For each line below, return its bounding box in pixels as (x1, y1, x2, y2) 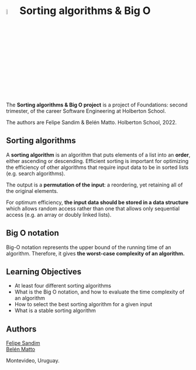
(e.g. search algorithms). (6, 170, 66, 177)
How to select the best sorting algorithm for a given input (14, 301, 153, 308)
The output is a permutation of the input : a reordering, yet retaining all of (6, 181, 183, 188)
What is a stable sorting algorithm (14, 307, 96, 314)
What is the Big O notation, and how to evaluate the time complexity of (14, 288, 185, 296)
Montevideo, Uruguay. (6, 357, 60, 364)
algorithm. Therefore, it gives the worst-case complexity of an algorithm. (6, 250, 185, 257)
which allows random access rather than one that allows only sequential (6, 205, 180, 212)
